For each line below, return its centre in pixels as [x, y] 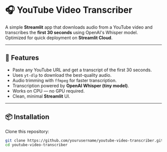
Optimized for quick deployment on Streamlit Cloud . [59, 38]
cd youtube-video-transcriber [37, 145]
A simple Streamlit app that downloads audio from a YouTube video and [79, 27]
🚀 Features [22, 58]
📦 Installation [27, 117]
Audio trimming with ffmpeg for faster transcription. [64, 80]
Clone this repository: [27, 131]
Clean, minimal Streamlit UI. [41, 96]
